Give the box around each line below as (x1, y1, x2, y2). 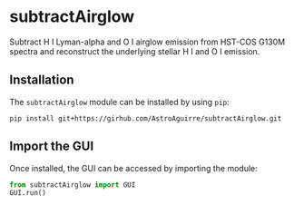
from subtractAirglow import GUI (9, 180, 136, 190)
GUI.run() (9, 189, 47, 198)
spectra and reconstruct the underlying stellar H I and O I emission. (9, 45, 260, 56)
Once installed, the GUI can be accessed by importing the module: (9, 162, 259, 173)
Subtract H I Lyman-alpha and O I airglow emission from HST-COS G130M (9, 36, 286, 47)
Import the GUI (9, 139, 94, 154)
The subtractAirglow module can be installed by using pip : (9, 96, 230, 107)
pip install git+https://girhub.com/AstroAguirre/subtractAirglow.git (9, 113, 282, 123)
